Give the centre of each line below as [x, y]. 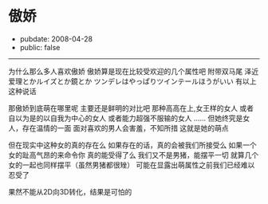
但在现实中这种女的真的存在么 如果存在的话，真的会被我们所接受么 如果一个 [132, 145]
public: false [40, 47]
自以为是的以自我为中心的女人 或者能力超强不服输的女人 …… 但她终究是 [126, 118]
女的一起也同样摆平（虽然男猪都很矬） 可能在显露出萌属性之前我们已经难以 [132, 165]
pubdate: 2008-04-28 [56, 39]
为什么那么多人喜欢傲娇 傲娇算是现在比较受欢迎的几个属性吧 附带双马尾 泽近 [134, 71]
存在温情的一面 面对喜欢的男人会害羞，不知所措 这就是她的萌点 [125, 127]
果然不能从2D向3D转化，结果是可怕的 [70, 191]
